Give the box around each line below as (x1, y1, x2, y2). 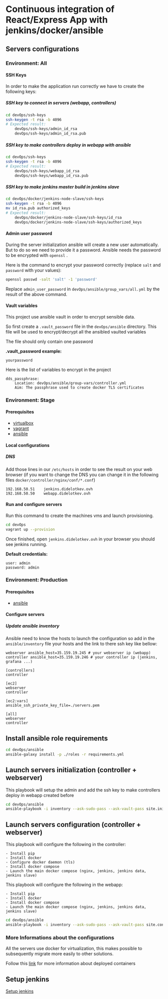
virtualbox (12, 420, 34, 426)
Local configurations (5, 442, 50, 448)
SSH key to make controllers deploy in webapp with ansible (5, 141, 132, 148)
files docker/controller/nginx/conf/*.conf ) (5, 476, 96, 483)
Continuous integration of (5, 3, 115, 15)
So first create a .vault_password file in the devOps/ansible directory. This (5, 323, 157, 329)
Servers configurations (5, 44, 79, 53)
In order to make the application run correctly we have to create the (5, 83, 145, 89)
